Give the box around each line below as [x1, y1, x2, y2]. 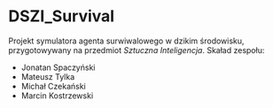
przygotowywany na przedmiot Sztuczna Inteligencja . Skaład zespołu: [8, 44, 265, 55]
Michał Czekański [20, 81, 86, 91]
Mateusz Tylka [20, 71, 75, 81]
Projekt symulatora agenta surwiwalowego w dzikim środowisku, [8, 35, 245, 46]
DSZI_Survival [8, 6, 115, 27]
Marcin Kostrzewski [20, 90, 94, 101]
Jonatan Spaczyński [20, 62, 96, 73]
